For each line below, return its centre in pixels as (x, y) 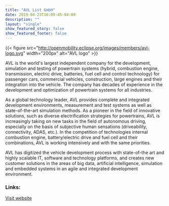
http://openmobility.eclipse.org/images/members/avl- (94, 48)
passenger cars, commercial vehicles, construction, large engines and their (84, 79)
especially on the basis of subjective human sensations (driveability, (76, 127)
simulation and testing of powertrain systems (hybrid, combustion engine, (82, 68)
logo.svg (14, 53)
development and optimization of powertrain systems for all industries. (79, 90)
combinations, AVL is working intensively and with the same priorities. (78, 143)
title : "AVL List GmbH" (30, 10)
